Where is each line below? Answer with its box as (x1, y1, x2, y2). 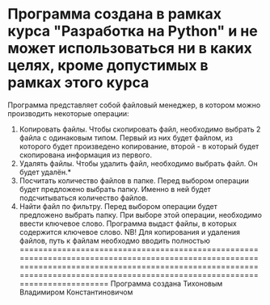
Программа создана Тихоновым (110, 278, 223, 288)
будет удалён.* (19, 167, 72, 177)
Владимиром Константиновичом (19, 287, 133, 297)
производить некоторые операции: (7, 108, 130, 118)
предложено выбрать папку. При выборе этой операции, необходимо (19, 210, 262, 219)
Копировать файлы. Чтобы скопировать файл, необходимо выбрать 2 (19, 124, 261, 134)
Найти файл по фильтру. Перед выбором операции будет (19, 201, 217, 211)
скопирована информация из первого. (19, 150, 153, 160)
